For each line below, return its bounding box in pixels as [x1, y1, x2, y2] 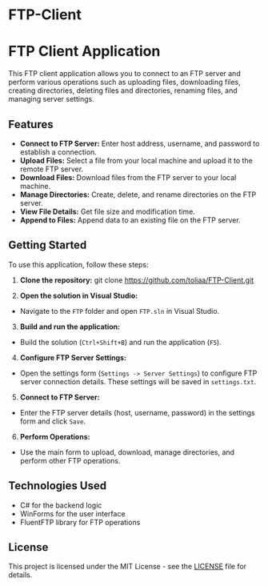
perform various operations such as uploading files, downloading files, [8, 78, 242, 87]
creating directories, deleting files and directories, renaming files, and [8, 86, 238, 95]
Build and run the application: [19, 322, 121, 331]
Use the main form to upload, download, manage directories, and [19, 447, 234, 457]
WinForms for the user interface [19, 508, 126, 518]
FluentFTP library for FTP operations [19, 517, 141, 527]
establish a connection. [19, 146, 98, 157]
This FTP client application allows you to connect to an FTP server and [8, 69, 242, 78]
